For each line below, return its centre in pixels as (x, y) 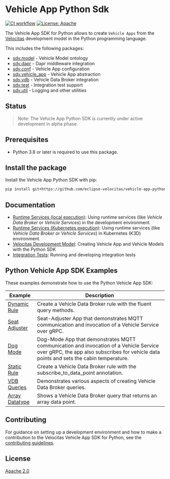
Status (16, 106)
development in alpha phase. (48, 124)
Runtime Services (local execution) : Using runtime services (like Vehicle (88, 217)
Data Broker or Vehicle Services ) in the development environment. (81, 223)
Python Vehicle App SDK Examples (61, 271)
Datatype (19, 402)
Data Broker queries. (61, 387)
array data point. (57, 402)
